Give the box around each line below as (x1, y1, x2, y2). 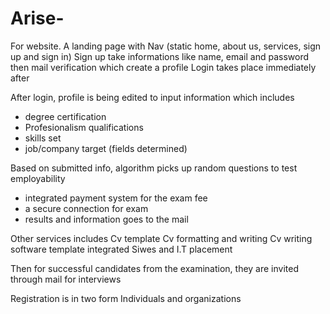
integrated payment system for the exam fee (24, 192, 208, 204)
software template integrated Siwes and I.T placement (10, 243, 233, 255)
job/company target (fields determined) (24, 142, 188, 154)
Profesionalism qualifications (24, 121, 144, 133)
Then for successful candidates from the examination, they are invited (10, 262, 300, 274)
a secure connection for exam (24, 202, 149, 214)
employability (10, 172, 66, 184)
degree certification (24, 110, 107, 122)
